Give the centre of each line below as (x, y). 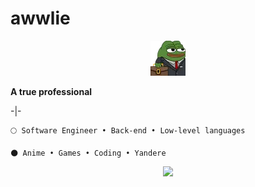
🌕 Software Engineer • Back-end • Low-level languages (128, 130)
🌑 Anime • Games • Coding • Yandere (88, 153)
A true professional (51, 91)
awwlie (40, 18)
